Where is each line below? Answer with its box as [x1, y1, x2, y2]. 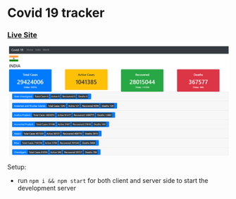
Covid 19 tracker [7, 5, 105, 21]
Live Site [7, 30, 37, 40]
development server [17, 184, 76, 193]
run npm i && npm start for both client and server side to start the [17, 176, 209, 185]
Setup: [7, 163, 27, 172]
